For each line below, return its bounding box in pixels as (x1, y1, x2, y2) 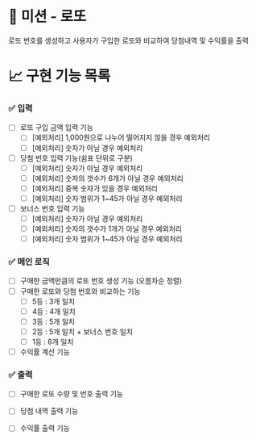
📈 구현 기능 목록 (8, 67, 111, 86)
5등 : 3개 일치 (31, 296, 75, 306)
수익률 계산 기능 (19, 346, 70, 356)
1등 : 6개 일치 (31, 337, 74, 346)
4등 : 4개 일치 (31, 306, 76, 316)
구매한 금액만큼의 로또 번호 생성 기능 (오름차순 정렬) (19, 276, 183, 286)
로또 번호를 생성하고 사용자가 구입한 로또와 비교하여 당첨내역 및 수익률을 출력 (8, 36, 250, 45)
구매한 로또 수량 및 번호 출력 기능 (19, 389, 123, 399)
